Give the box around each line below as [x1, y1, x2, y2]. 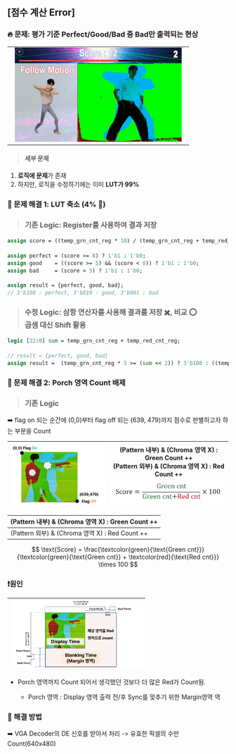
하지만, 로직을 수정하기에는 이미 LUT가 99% [17, 180, 140, 188]
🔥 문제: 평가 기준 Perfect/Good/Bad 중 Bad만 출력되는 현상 [7, 30, 199, 39]
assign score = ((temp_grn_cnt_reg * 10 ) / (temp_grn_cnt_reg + [7, 237, 199, 245]
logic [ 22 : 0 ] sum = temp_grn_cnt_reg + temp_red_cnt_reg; [7, 338, 181, 345]
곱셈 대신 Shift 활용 [24, 320, 86, 330]
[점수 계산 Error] [7, 6, 75, 19]
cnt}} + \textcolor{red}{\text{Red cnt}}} [106, 552, 220, 561]
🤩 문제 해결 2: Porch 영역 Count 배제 [7, 378, 126, 388]
